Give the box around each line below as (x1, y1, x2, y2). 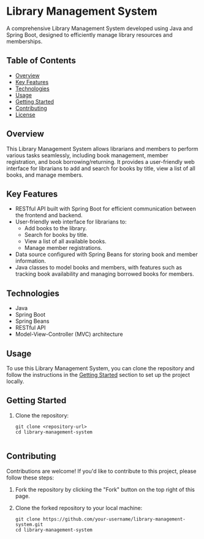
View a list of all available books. (24, 238, 107, 245)
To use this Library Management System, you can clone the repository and (6, 365, 195, 372)
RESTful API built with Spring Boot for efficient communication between (15, 205, 196, 212)
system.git (15, 521, 43, 527)
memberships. (6, 37, 43, 45)
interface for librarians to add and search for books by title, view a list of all (6, 165, 196, 172)
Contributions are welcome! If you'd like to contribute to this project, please (6, 467, 197, 475)
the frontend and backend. (15, 212, 83, 219)
